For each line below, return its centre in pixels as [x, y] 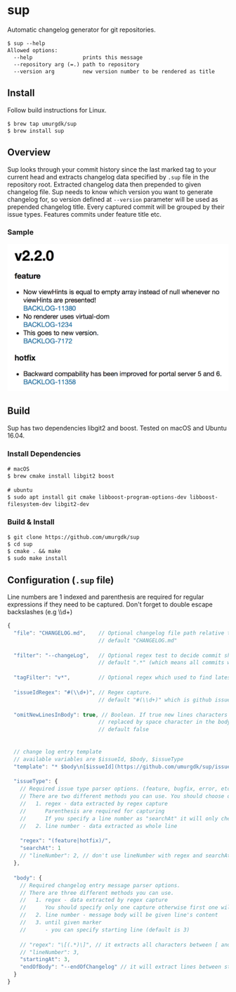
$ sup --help [26, 43]
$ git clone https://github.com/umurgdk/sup [73, 538]
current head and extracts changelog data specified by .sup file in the [108, 177]
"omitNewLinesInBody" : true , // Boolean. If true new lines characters [121, 715]
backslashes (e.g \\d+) [40, 612]
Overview [29, 152]
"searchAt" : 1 [40, 848]
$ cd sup [20, 545]
